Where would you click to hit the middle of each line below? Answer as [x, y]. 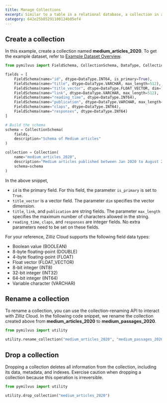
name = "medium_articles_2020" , [45, 157]
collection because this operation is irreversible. [54, 377]
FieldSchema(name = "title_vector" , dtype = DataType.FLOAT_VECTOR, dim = [88, 88]
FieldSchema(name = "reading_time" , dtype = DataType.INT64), [75, 97]
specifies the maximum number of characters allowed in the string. [81, 216]
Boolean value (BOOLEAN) [40, 246]
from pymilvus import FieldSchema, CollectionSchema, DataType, [73, 66]
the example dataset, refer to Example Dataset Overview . [63, 56]
